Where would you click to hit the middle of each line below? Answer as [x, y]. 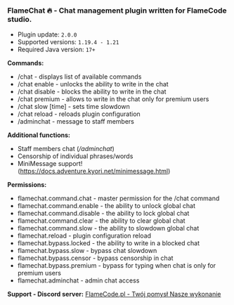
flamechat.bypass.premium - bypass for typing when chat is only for [117, 266]
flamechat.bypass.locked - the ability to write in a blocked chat [109, 243]
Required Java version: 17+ [56, 50]
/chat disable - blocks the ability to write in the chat [92, 92]
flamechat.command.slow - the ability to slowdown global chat [108, 228]
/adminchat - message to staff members [76, 122]
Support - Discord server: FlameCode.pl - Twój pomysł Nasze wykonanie [114, 294]
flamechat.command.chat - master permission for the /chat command [118, 198]
